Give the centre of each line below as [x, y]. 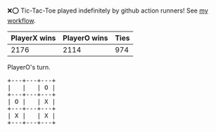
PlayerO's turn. [29, 67]
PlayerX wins [33, 38]
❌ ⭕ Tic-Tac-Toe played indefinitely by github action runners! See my [108, 11]
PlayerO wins [85, 38]
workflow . [21, 21]
